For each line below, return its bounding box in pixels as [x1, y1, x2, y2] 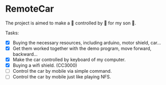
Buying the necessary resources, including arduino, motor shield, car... [12, 39, 161, 46]
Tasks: [5, 30, 19, 36]
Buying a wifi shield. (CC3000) [12, 62, 77, 69]
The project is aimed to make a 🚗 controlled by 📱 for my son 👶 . [5, 20, 136, 26]
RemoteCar [5, 3, 54, 15]
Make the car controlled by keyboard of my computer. [12, 56, 126, 63]
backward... [12, 51, 38, 58]
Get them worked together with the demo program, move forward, [12, 45, 152, 51]
